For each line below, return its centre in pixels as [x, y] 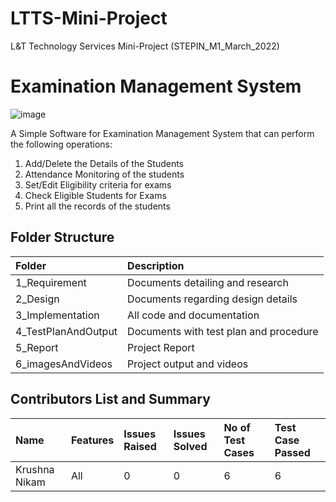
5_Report [37, 347]
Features [92, 440]
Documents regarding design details [212, 299]
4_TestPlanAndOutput [66, 331]
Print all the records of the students [97, 206]
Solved [190, 446]
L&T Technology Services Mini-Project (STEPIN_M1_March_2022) [145, 46]
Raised [140, 446]
